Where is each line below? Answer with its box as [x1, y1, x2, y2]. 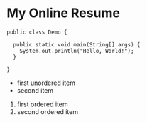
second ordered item [16, 107, 79, 116]
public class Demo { [6, 29, 68, 36]
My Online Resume [6, 5, 120, 21]
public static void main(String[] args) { [13, 41, 141, 48]
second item [16, 86, 54, 94]
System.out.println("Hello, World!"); [19, 47, 134, 54]
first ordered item [16, 100, 68, 108]
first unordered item [16, 78, 76, 87]
